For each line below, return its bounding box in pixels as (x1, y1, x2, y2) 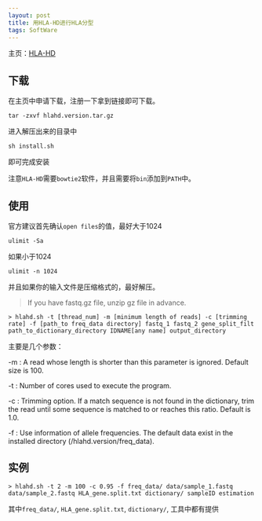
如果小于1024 (8, 252, 52, 261)
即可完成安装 (8, 157, 49, 167)
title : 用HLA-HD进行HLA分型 (8, 19, 94, 27)
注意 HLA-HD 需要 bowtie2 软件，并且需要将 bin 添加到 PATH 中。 (8, 174, 196, 183)
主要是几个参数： (8, 342, 64, 350)
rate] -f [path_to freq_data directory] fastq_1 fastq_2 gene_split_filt (8, 320, 255, 328)
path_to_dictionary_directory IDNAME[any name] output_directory (8, 327, 226, 335)
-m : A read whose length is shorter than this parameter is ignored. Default (8, 358, 249, 366)
